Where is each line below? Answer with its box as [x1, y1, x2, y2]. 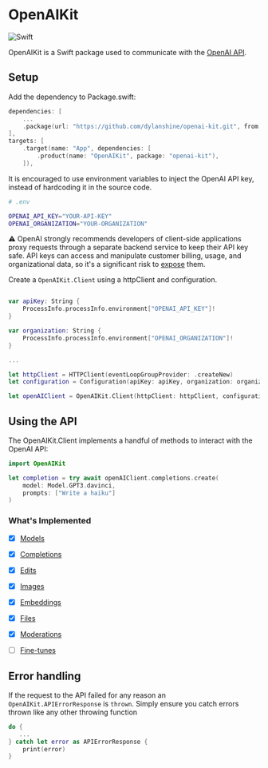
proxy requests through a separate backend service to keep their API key [8, 242, 249, 253]
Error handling [8, 669, 81, 682]
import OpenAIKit [8, 460, 66, 468]
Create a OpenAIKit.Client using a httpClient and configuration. [8, 275, 218, 285]
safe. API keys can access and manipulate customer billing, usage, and [8, 251, 242, 261]
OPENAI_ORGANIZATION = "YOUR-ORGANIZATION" [8, 220, 148, 228]
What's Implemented [8, 515, 92, 527]
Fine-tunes [19, 646, 56, 655]
